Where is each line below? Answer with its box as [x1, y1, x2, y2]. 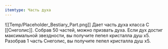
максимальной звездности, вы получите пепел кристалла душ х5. [5, 32, 150, 38]
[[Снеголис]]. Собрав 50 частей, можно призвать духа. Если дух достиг [5, 27, 163, 33]
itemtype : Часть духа [5, 7, 51, 13]
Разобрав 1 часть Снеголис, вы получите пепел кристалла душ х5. [5, 38, 151, 44]
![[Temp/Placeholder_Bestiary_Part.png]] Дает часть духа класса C [5, 21, 150, 28]
